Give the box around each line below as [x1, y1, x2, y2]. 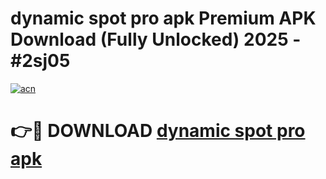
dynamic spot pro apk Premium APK [10, 7, 317, 30]
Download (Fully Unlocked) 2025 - [10, 28, 302, 51]
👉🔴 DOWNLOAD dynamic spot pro [10, 120, 306, 142]
